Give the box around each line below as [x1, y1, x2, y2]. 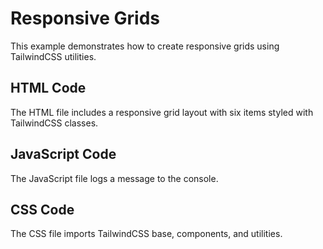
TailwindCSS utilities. [10, 50, 97, 62]
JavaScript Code [10, 146, 117, 163]
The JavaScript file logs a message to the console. [10, 172, 219, 184]
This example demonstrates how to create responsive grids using [10, 40, 280, 52]
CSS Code [10, 201, 75, 218]
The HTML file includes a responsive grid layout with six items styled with [10, 106, 314, 118]
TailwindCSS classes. [10, 117, 99, 129]
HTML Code [10, 80, 87, 97]
